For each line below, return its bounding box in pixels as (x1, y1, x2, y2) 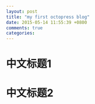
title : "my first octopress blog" (6, 14, 90, 20)
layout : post (6, 8, 38, 15)
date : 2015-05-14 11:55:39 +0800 (6, 19, 87, 25)
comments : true (6, 25, 43, 31)
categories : (6, 30, 35, 36)
